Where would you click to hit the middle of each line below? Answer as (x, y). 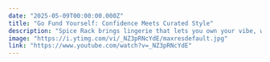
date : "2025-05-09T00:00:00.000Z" (66, 16)
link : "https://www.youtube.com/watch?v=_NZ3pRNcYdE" (100, 46)
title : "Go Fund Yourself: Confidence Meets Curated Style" (111, 23)
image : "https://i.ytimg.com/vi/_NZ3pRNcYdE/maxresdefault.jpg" (118, 38)
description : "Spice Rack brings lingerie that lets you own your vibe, (133, 31)
